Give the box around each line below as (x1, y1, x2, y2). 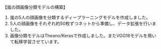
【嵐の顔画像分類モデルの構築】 (2, 4, 68, 10)
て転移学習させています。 (9, 39, 62, 45)
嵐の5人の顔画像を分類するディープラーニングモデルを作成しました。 (9, 15, 151, 20)
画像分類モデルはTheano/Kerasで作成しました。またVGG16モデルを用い (9, 33, 157, 38)
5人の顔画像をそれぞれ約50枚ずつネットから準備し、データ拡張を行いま (9, 21, 157, 26)
